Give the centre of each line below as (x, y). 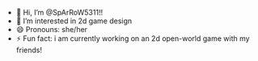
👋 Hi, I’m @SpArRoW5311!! (59, 12)
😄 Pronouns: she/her (51, 29)
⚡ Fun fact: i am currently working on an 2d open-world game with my (133, 39)
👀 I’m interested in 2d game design (74, 21)
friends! (29, 50)
